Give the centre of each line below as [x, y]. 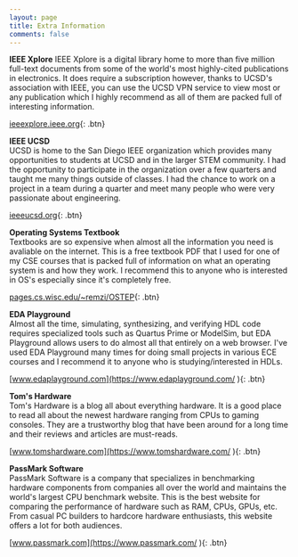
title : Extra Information [57, 26]
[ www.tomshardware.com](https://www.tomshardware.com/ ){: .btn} [135, 452]
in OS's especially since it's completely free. [90, 280]
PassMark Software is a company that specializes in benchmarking [132, 479]
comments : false [39, 34]
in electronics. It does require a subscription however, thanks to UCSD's [141, 78]
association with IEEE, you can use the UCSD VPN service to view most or [145, 88]
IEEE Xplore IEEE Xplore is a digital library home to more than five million [142, 60]
